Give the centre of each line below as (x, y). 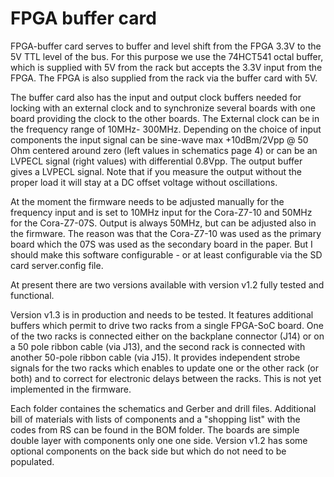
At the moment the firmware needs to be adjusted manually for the (147, 201)
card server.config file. (57, 265)
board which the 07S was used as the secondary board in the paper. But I (161, 244)
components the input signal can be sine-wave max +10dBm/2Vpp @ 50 (159, 139)
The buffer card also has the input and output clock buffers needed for (156, 97)
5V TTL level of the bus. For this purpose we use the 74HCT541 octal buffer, (167, 56)
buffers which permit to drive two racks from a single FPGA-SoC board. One (167, 325)
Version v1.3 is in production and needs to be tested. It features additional (162, 314)
